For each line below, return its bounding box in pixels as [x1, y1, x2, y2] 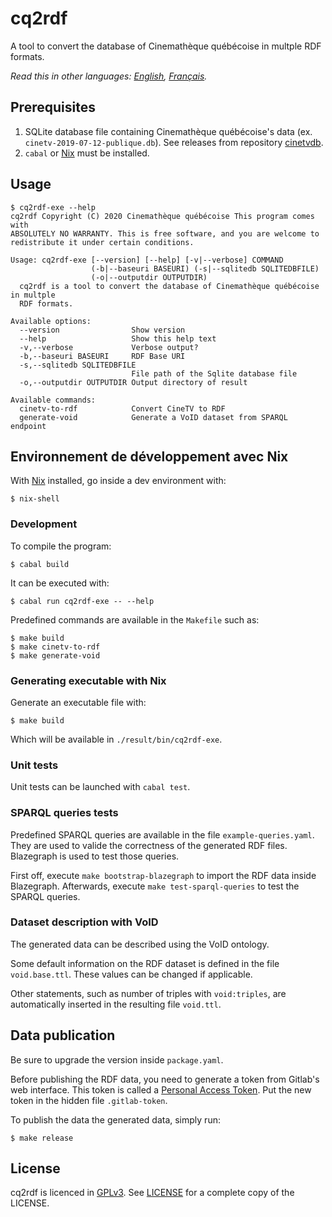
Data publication [10, 1027, 116, 1044]
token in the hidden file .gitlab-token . [10, 1094, 168, 1106]
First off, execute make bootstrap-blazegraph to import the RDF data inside [10, 869, 317, 881]
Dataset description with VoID [10, 915, 159, 929]
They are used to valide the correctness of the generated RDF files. [10, 839, 288, 851]
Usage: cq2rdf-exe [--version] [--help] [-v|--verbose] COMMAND [10, 255, 284, 265]
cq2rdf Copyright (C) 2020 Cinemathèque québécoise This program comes [10, 211, 315, 221]
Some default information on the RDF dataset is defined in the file [10, 957, 280, 969]
